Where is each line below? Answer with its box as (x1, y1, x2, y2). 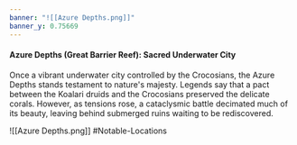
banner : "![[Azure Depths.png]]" (9, 13, 135, 23)
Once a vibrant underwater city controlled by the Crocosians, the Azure (9, 69, 275, 80)
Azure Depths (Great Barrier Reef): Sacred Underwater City (9, 50, 237, 60)
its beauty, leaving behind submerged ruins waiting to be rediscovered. (9, 107, 274, 118)
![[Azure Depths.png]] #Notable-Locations (9, 125, 167, 136)
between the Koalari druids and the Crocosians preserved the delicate (9, 88, 270, 99)
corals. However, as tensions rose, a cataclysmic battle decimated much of (9, 98, 289, 109)
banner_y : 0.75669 (9, 22, 79, 31)
